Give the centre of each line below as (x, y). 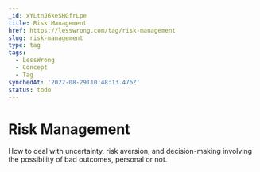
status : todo (30, 90)
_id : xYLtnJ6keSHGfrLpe (48, 16)
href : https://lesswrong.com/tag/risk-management (92, 30)
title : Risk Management (48, 23)
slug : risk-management (46, 38)
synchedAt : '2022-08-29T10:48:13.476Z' (74, 82)
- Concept (31, 68)
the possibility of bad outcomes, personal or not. (88, 159)
